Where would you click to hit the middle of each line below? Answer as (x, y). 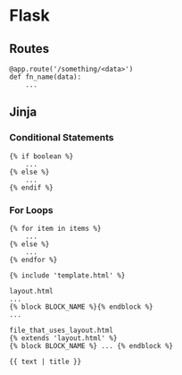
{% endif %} (31, 187)
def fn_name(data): (45, 77)
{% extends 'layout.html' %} (63, 338)
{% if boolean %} (41, 156)
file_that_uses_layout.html (62, 330)
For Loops (31, 209)
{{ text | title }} (45, 362)
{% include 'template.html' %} (67, 275)
